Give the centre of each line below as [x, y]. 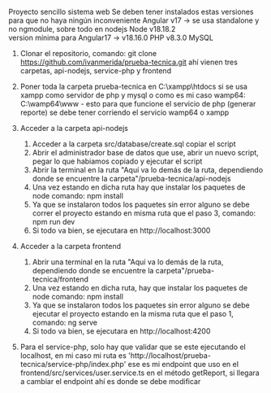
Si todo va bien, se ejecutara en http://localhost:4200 [121, 331]
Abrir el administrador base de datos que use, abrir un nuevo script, [146, 153]
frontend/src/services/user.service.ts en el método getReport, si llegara [140, 373]
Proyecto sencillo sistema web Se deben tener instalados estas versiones [131, 12]
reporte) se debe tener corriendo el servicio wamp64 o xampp [125, 112]
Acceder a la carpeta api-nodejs [74, 128]
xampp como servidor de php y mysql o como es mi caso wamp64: [133, 95]
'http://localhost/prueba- [170, 356]
